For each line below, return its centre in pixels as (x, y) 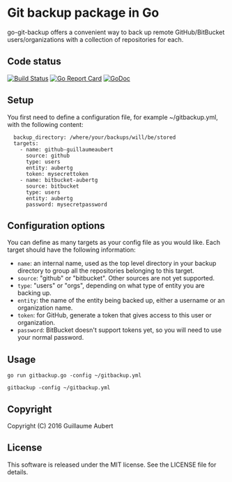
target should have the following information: (71, 250)
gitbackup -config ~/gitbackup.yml (59, 388)
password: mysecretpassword (67, 204)
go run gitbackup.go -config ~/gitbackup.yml (74, 376)
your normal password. (51, 338)
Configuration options (56, 226)
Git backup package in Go (83, 13)
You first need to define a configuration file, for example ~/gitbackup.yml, (113, 117)
